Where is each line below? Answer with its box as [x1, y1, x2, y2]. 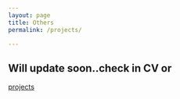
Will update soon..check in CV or [8, 62, 172, 75]
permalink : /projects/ [8, 26, 82, 34]
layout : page [8, 11, 51, 19]
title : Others [8, 19, 55, 27]
